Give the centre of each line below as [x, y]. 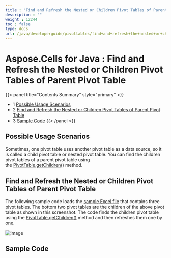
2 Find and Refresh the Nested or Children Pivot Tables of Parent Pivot [86, 109]
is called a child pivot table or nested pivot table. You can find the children [83, 154]
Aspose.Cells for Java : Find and [75, 59]
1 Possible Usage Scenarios [42, 104]
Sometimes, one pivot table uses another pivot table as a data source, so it [83, 149]
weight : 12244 [21, 19]
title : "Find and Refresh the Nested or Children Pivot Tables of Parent [86, 10]
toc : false [18, 24]
